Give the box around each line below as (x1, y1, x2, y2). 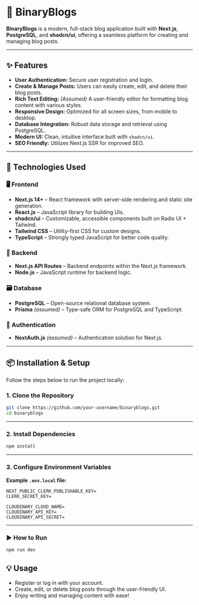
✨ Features (6, 61, 48, 71)
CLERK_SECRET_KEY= (6, 493, 52, 499)
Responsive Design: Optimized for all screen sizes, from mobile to (14, 108, 178, 115)
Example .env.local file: (6, 477, 67, 484)
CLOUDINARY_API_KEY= (6, 509, 57, 515)
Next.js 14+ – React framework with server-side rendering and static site (14, 196, 192, 203)
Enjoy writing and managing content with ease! (14, 591, 129, 599)
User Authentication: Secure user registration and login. (14, 76, 153, 83)
